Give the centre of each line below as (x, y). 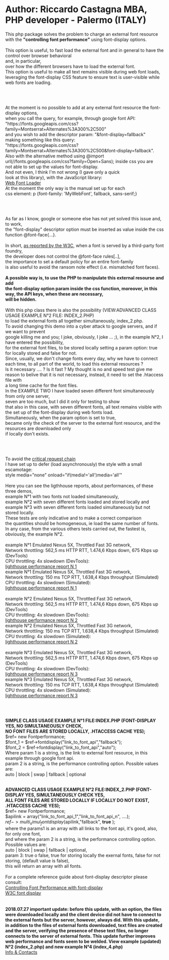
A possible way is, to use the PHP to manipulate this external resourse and (84, 277)
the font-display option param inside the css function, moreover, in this (81, 288)
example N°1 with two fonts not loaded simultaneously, (62, 496)
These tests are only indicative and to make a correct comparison (73, 518)
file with (13, 380)
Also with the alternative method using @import (55, 156)
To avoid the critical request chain (40, 459)
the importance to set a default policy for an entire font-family (69, 261)
